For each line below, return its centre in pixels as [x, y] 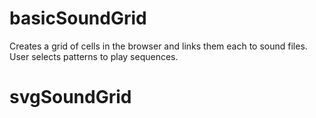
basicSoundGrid [78, 18]
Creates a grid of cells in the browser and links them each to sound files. [158, 46]
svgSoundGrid [70, 97]
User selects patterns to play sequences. [94, 56]
